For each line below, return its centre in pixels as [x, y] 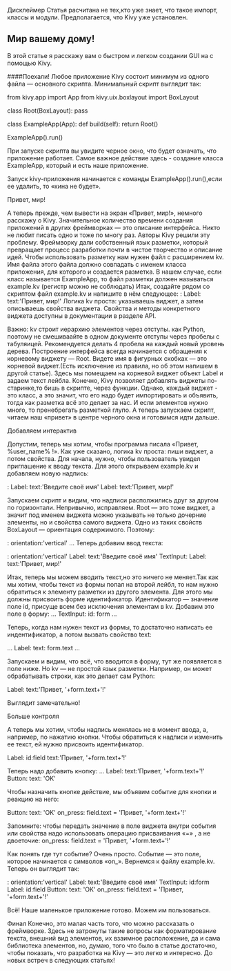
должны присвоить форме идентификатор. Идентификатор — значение [113, 599]
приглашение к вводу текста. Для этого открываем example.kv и [103, 466]
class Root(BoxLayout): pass [48, 111]
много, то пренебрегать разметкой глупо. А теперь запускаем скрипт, [111, 410]
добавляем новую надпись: [48, 473]
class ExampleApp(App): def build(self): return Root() [83, 124]
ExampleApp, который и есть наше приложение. [78, 165]
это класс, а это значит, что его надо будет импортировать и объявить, [113, 395]
